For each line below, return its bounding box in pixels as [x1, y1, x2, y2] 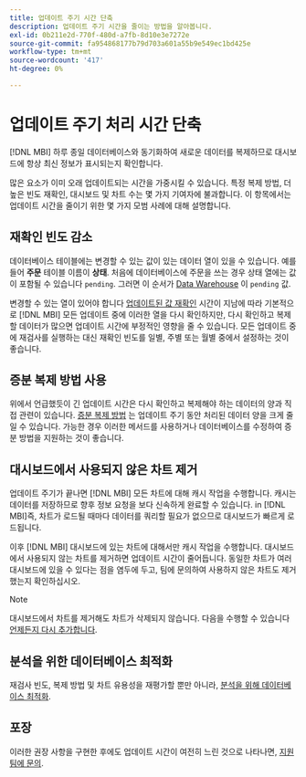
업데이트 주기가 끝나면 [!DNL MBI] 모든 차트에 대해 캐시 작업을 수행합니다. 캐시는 [9, 488, 297, 499]
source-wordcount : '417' [9, 56, 104, 65]
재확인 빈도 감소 [9, 229, 93, 245]
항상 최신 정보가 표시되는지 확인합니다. [26, 157, 164, 169]
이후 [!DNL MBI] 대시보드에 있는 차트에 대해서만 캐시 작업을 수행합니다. [9, 541, 263, 552]
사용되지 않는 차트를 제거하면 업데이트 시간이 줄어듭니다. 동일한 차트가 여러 [26, 553, 292, 564]
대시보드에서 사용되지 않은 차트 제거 [9, 462, 198, 478]
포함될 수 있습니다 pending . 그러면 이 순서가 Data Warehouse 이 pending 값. [18, 278, 291, 289]
